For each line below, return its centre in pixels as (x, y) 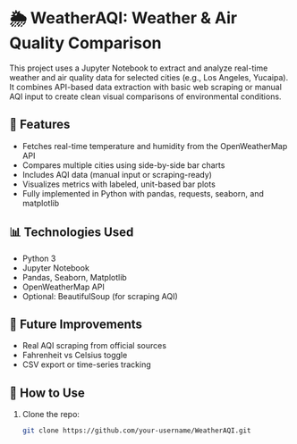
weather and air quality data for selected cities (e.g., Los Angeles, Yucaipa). (149, 77)
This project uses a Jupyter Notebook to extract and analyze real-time (139, 68)
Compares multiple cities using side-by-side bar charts (123, 165)
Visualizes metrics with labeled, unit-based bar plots (119, 184)
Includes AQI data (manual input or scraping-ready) (117, 174)
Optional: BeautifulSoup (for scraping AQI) (100, 296)
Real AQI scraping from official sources (94, 346)
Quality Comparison (85, 43)
